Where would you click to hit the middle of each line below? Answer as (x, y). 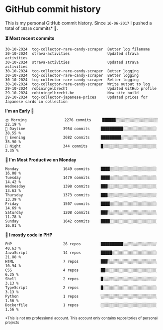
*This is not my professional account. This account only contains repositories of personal (81, 318)
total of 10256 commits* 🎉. (32, 28)
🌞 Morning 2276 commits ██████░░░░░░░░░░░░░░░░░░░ (81, 120)
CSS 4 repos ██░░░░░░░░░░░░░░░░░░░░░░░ (81, 270)
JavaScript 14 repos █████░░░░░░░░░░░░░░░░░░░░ (81, 253)
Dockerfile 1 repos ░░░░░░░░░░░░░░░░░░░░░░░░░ (81, 305)
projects (12, 323)
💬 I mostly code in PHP (29, 235)
